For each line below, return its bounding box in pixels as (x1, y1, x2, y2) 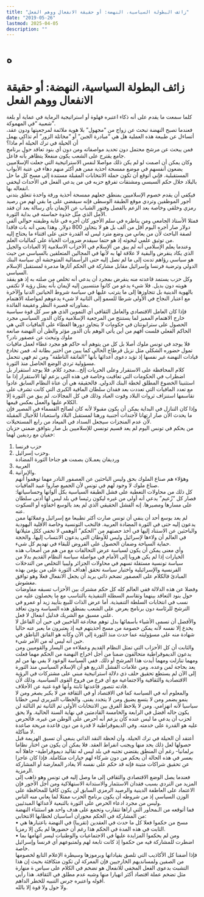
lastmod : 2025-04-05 (6, 20, 59, 26)
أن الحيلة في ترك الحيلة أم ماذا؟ (6, 139, 79, 146)
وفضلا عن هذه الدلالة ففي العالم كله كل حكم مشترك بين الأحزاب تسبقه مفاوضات (15, 585, 198, 593)
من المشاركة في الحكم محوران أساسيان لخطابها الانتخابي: (15, 812, 147, 820)
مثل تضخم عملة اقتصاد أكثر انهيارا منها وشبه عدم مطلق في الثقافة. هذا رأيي (15, 871, 186, 878)
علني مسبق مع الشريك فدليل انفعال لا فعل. (15, 611, 114, 619)
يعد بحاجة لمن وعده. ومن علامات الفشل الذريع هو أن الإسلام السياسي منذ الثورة (15, 663, 196, 671)
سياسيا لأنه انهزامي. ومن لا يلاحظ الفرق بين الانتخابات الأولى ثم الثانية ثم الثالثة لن (15, 702, 198, 710)
